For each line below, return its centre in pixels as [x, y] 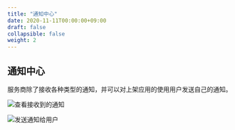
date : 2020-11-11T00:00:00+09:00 [57, 21]
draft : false [27, 27]
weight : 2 [22, 40]
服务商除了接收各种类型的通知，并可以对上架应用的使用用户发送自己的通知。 [120, 89]
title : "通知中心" [33, 14]
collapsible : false [36, 34]
